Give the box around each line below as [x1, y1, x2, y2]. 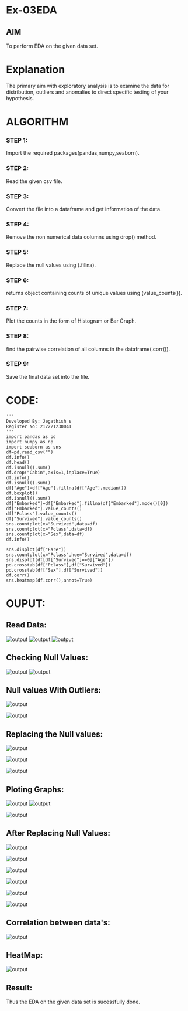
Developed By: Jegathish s [6, 418, 72, 424]
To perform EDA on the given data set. [6, 42, 98, 49]
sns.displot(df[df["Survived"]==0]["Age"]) [6, 557, 114, 563]
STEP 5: [6, 248, 29, 256]
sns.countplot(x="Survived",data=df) [6, 521, 98, 527]
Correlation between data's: [6, 918, 111, 928]
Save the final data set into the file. [6, 373, 89, 380]
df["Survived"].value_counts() [6, 515, 82, 522]
